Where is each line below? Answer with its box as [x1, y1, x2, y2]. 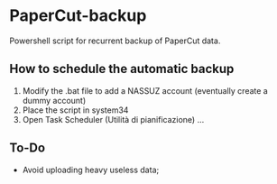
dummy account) [22, 95, 87, 106]
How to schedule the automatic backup [9, 61, 235, 77]
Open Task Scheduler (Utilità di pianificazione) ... [22, 114, 205, 124]
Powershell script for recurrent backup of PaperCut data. [9, 35, 221, 46]
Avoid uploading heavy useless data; [22, 164, 160, 175]
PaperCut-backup [9, 5, 147, 26]
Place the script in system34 [22, 105, 129, 115]
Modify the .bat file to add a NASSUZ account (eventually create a [22, 85, 268, 96]
